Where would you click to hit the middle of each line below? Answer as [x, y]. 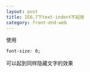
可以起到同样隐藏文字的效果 [40, 63]
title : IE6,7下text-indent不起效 [45, 17]
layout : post [22, 12]
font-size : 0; [24, 51]
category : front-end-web [36, 22]
